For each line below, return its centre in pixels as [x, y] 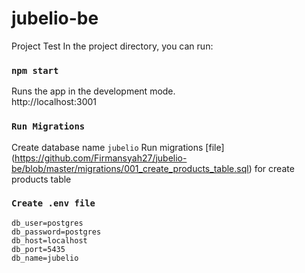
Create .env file [53, 203]
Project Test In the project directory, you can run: [112, 46]
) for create [271, 168]
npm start [35, 70]
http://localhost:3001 [54, 102]
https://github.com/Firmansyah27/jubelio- [101, 158]
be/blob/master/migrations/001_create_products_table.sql [130, 168]
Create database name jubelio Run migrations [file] [118, 147]
